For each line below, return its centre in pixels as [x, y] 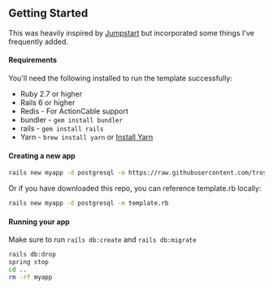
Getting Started [48, 13]
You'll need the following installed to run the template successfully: [121, 78]
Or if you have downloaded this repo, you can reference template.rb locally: [135, 188]
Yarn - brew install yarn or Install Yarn [87, 137]
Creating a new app [42, 155]
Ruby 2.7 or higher [51, 94]
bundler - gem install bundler [71, 120]
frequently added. [39, 41]
